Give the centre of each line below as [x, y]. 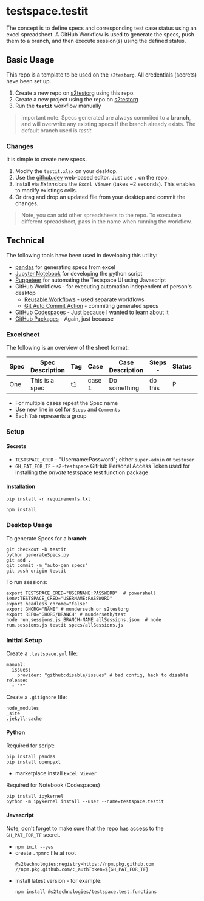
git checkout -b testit [36, 549]
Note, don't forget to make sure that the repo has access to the [85, 828]
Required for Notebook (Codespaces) [53, 785]
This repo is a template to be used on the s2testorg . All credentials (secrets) [102, 75]
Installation [21, 486]
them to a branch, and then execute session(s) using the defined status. [96, 41]
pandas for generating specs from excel [65, 267]
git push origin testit [36, 571]
